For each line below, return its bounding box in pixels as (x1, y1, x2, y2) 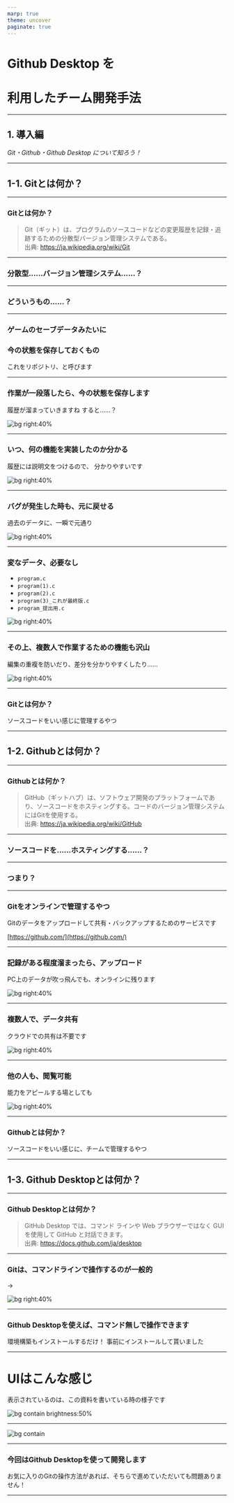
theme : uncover (7, 17, 52, 24)
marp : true (7, 10, 39, 17)
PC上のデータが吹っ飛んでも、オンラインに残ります (7, 975, 156, 984)
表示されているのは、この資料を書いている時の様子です (7, 1395, 166, 1404)
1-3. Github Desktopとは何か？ (7, 1174, 141, 1186)
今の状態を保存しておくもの (7, 345, 100, 355)
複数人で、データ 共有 (7, 1014, 79, 1024)
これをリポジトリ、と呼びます (7, 363, 93, 371)
